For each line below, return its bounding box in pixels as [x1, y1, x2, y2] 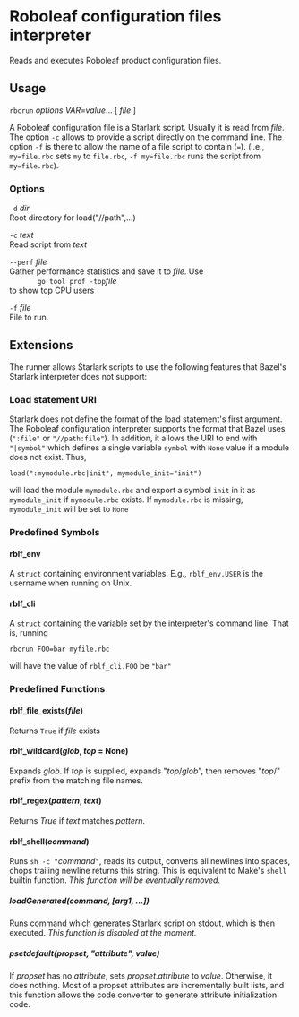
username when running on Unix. [9, 577, 132, 588]
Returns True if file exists [9, 725, 101, 736]
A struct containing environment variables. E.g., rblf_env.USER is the [9, 568, 264, 579]
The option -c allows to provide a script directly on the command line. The [9, 132, 283, 142]
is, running [9, 628, 49, 638]
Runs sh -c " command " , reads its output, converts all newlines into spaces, [9, 856, 291, 867]
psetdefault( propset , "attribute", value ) [9, 947, 160, 959]
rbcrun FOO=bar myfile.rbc [9, 645, 110, 654]
